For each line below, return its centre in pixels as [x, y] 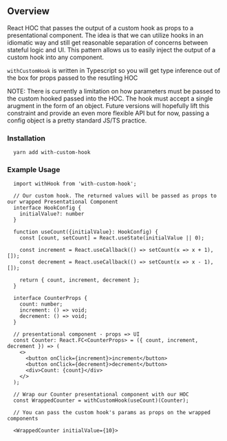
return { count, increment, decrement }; [79, 280]
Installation [26, 138]
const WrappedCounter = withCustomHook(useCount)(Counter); [101, 401]
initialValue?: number [52, 214]
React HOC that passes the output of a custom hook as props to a [100, 28]
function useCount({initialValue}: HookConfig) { [86, 232]
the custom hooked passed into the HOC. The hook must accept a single [110, 98]
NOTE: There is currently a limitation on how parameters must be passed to [114, 91]
